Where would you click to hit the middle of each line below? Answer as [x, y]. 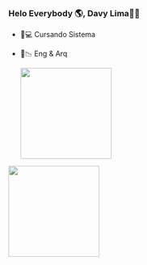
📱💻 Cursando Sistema [57, 35]
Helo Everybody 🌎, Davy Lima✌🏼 [74, 13]
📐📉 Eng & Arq [44, 54]
